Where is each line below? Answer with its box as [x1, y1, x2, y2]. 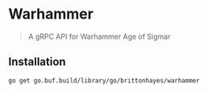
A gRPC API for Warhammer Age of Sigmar [27, 32, 171, 41]
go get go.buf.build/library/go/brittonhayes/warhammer [8, 76, 200, 85]
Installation [8, 55, 66, 69]
